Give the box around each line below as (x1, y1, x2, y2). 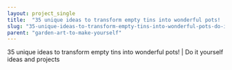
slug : (7, 23, 23, 30)
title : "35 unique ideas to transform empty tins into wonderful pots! (7, 16, 221, 23)
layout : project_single (7, 10, 76, 17)
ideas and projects (7, 56, 60, 64)
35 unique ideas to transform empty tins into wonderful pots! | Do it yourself (7, 48, 224, 56)
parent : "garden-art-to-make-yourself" (7, 29, 122, 36)
